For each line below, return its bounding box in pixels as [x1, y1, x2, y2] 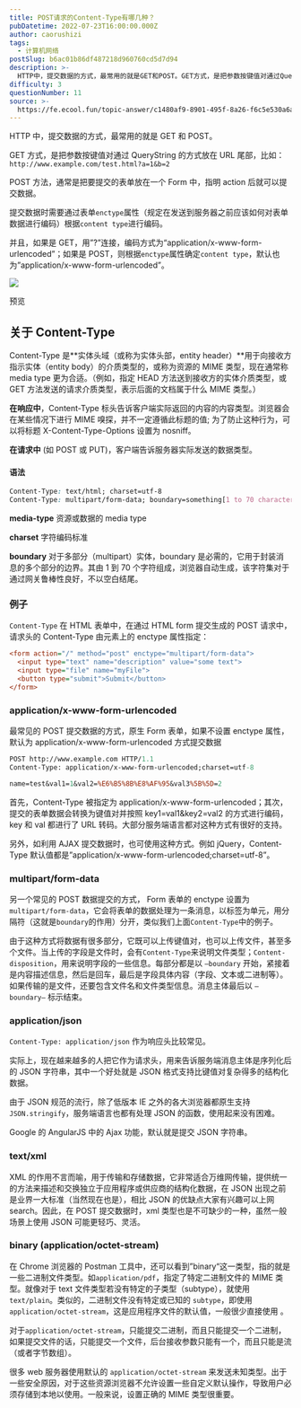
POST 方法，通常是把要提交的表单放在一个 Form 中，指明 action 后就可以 [9, 177, 279, 188]
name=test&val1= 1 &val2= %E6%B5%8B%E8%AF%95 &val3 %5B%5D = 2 [9, 779, 222, 788]
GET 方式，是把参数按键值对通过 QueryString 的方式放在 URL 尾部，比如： [9, 150, 285, 161]
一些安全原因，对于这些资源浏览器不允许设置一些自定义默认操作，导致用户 [9, 1377, 284, 1388]
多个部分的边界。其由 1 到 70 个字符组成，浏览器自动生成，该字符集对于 [24, 562, 289, 573]
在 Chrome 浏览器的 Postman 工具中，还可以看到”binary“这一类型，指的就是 [9, 1261, 291, 1272]
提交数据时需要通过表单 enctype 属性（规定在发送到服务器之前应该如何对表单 [9, 207, 289, 218]
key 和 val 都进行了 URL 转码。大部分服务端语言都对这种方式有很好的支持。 [9, 819, 288, 830]
